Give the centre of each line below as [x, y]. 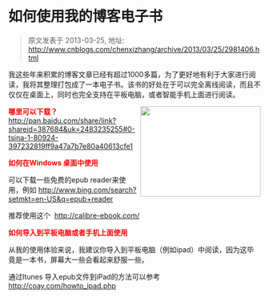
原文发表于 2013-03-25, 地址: [76, 40]
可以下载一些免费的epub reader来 [64, 180]
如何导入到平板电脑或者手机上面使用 [68, 232]
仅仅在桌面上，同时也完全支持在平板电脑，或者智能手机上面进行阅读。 [124, 94]
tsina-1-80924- [33, 137]
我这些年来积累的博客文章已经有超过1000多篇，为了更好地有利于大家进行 [129, 74]
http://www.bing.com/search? [88, 190]
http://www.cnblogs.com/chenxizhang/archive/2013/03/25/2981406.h [144, 49]
